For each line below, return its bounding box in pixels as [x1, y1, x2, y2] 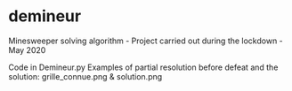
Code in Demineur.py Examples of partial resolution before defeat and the [8, 62, 279, 72]
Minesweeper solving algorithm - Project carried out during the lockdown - [8, 35, 284, 46]
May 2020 [8, 44, 46, 55]
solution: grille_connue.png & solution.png [8, 71, 163, 81]
